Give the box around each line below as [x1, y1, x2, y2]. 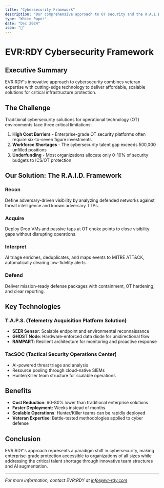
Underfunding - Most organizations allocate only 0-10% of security [12, 152, 149, 158]
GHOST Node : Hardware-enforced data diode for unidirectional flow [12, 334, 150, 340]
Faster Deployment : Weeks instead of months [12, 405, 106, 411]
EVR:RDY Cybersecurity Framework [5, 47, 154, 58]
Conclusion [5, 435, 41, 443]
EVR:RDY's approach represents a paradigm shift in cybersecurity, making [5, 448, 155, 454]
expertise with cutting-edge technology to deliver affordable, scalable [5, 84, 145, 90]
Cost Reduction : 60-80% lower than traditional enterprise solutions [12, 400, 148, 406]
